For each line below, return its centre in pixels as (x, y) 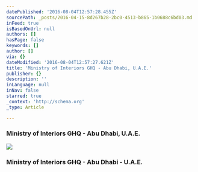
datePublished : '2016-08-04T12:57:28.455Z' (62, 12)
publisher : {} (24, 74)
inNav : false (23, 91)
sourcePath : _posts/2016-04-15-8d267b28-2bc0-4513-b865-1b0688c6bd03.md (99, 18)
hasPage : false (25, 40)
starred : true (24, 96)
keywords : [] (23, 46)
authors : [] (21, 34)
